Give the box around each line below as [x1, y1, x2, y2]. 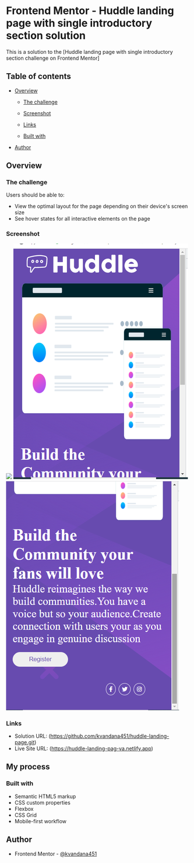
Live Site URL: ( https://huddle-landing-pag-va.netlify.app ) [14, 745, 153, 752]
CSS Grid [14, 812, 37, 819]
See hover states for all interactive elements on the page [14, 215, 150, 222]
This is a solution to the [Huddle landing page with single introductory [6, 48, 173, 55]
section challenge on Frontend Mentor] [6, 54, 100, 61]
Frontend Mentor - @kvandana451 [14, 850, 97, 857]
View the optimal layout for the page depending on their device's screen [14, 203, 188, 210]
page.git [14, 739, 35, 746]
